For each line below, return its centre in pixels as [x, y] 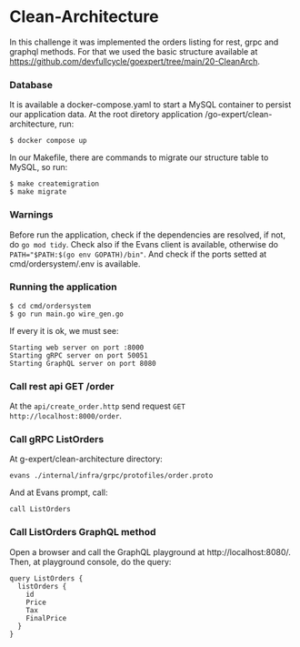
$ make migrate [38, 192]
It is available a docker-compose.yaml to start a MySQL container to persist [150, 105]
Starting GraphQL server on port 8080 [83, 363]
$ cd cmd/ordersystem [50, 306]
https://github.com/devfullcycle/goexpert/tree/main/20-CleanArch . [135, 61]
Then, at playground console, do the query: [90, 561]
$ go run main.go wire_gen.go [67, 314]
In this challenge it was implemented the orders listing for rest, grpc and [144, 42]
